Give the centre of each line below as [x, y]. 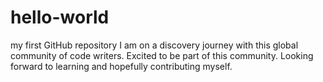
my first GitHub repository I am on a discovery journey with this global [154, 45]
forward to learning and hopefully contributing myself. [121, 66]
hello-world [60, 17]
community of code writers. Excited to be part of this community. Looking [162, 55]
